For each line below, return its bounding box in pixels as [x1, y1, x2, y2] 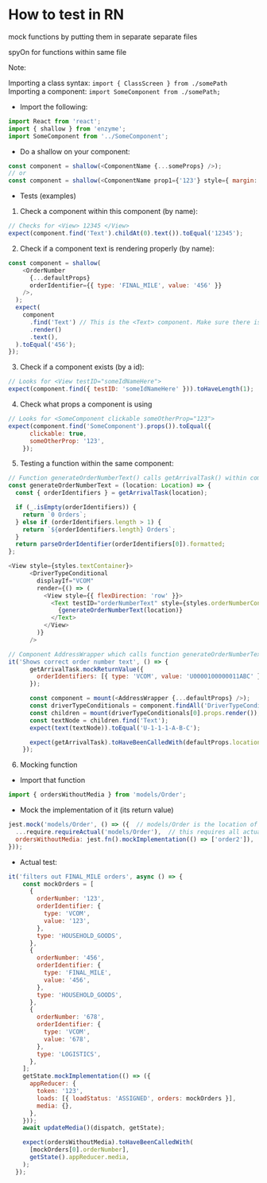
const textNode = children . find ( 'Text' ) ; [29, 716, 169, 725]
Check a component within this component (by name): [19, 207, 199, 216]
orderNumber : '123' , [37, 895, 105, 903]
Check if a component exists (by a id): [19, 362, 145, 372]
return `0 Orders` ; [22, 511, 87, 519]
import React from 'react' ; [8, 117, 102, 125]
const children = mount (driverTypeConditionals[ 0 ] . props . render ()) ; [29, 709, 261, 717]
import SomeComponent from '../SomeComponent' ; [8, 132, 169, 140]
